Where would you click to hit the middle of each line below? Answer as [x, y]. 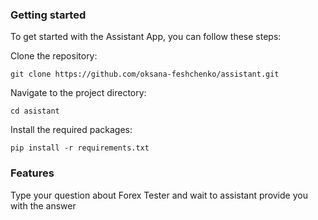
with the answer [43, 205]
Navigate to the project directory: [78, 93]
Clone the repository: [54, 56]
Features [32, 173]
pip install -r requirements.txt [80, 148]
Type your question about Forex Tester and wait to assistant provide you [159, 195]
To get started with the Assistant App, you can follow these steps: [146, 37]
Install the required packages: [71, 130]
